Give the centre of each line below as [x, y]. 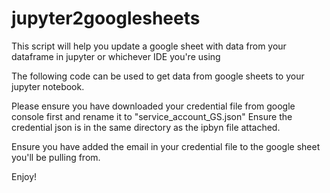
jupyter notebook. [48, 86]
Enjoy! [24, 176]
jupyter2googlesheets [106, 18]
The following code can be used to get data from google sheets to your [158, 76]
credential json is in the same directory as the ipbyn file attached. [146, 127]
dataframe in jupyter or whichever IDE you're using [116, 56]
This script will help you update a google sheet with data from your [149, 46]
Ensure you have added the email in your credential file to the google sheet [166, 146]
